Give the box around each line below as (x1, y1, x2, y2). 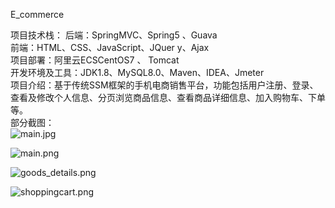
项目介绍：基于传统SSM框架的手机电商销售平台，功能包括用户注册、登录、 (10, 79, 319, 91)
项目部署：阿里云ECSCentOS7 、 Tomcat (10, 54, 180, 66)
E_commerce (10, 9, 65, 20)
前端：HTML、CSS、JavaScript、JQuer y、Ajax (10, 42, 210, 53)
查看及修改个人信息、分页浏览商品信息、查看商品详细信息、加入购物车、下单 (10, 92, 326, 103)
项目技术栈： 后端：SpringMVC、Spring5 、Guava (10, 29, 218, 41)
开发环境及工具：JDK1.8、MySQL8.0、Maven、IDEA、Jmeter (10, 67, 265, 78)
